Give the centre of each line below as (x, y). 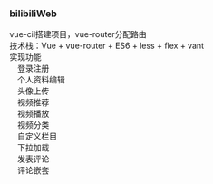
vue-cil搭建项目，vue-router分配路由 (78, 34)
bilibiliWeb (33, 14)
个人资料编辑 (41, 80)
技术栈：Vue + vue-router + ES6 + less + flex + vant (107, 46)
